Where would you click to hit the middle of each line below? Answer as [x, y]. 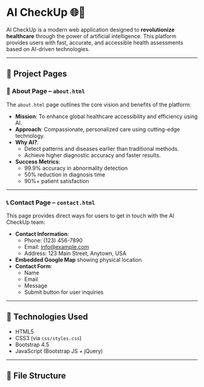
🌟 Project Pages [37, 74]
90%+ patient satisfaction [56, 181]
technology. [30, 136]
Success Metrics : [38, 161]
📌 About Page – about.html [46, 91]
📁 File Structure [36, 376]
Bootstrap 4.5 [32, 344]
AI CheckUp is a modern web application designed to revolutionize [90, 29]
